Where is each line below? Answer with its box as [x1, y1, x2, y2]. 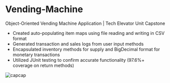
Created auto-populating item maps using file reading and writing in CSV [12, 30, 165, 36]
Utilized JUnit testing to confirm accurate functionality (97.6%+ [12, 57, 145, 63]
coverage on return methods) [12, 62, 75, 68]
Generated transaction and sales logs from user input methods [12, 40, 144, 47]
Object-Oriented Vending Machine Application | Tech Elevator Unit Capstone [5, 20, 165, 26]
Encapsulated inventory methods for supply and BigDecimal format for [12, 46, 160, 52]
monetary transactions [12, 52, 60, 58]
